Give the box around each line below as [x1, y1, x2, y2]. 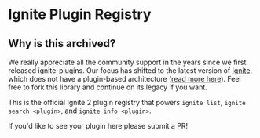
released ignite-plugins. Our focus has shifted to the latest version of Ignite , [8, 66, 253, 75]
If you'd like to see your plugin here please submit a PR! [8, 122, 189, 130]
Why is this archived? [8, 37, 116, 50]
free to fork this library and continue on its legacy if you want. [8, 82, 208, 92]
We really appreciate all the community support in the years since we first [8, 57, 247, 67]
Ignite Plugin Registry [8, 5, 152, 24]
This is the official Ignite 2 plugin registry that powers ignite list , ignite [8, 98, 246, 107]
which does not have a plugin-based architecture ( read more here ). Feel [8, 74, 241, 83]
